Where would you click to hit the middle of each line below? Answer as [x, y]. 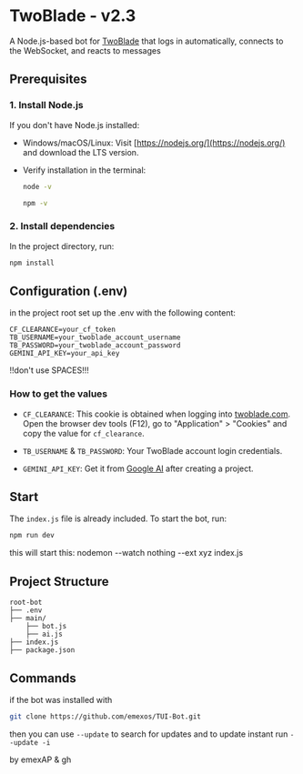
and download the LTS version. [81, 152]
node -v [37, 186]
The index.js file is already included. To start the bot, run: [118, 518]
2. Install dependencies [62, 226]
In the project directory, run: [62, 246]
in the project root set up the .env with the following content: [123, 313]
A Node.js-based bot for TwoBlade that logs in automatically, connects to [146, 41]
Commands [43, 678]
